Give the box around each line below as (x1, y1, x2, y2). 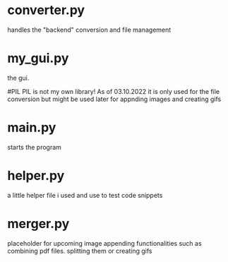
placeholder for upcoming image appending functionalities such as (7, 239, 203, 247)
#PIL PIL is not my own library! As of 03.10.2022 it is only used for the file (7, 87, 220, 95)
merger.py (7, 215, 70, 232)
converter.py (7, 2, 85, 18)
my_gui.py (7, 50, 69, 66)
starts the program (7, 143, 62, 151)
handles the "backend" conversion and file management (7, 25, 172, 34)
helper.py (7, 168, 65, 184)
